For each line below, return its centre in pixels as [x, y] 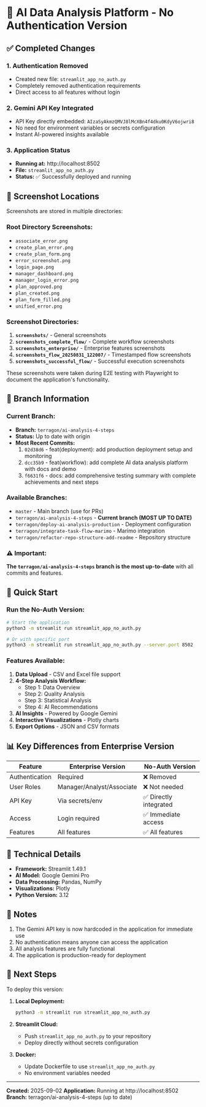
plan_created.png [37, 293]
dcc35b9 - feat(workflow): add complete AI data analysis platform [106, 462]
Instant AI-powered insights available [62, 134]
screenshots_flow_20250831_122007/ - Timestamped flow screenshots [103, 354]
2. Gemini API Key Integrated [50, 108]
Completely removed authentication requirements [78, 85]
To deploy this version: [35, 989]
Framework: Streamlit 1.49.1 [51, 869]
